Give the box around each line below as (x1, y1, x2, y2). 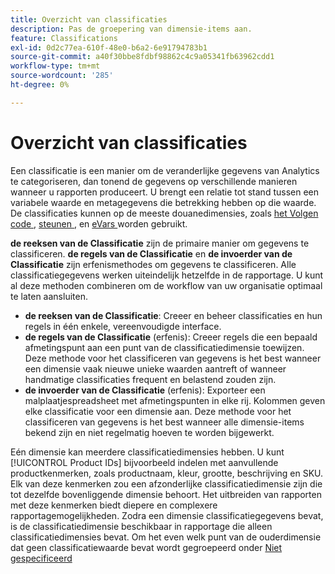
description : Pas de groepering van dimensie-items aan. (10, 24, 253, 34)
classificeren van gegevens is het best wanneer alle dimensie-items (24, 416, 305, 428)
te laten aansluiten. (10, 290, 88, 302)
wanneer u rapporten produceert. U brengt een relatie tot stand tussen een (10, 186, 320, 198)
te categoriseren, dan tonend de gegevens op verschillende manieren (10, 175, 298, 187)
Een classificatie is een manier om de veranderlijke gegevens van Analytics (10, 164, 320, 176)
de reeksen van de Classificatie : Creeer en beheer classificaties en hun (24, 309, 323, 321)
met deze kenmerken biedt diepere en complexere (10, 499, 218, 511)
